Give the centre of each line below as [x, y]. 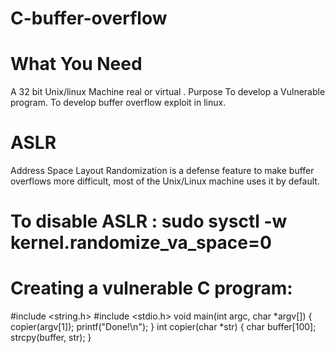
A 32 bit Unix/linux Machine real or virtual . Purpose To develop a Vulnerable [168, 92]
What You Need [76, 64]
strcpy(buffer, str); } [51, 338]
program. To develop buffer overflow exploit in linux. [118, 103]
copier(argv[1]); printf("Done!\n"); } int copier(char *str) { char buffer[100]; [163, 327]
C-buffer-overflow [89, 18]
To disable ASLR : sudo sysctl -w [149, 221]
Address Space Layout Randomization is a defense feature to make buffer [162, 171]
